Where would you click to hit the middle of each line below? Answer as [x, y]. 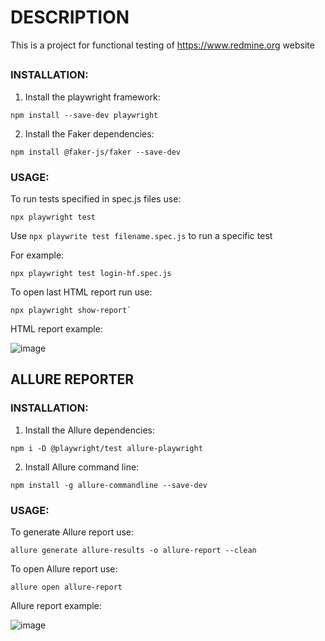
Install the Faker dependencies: [89, 133]
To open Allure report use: [64, 568]
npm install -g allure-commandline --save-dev [109, 485]
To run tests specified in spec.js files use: [96, 199]
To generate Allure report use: [72, 532]
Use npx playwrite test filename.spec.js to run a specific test [141, 235]
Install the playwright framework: [92, 97]
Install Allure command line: [82, 467]
